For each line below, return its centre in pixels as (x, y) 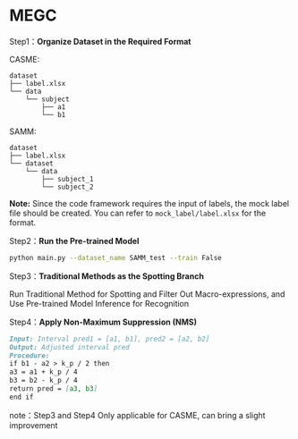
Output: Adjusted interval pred (69, 347)
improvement (34, 425)
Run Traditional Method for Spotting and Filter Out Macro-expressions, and (147, 294)
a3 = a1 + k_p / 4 (43, 372)
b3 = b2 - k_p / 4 (43, 381)
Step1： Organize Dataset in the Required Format (100, 41)
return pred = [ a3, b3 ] (54, 389)
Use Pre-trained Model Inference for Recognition (99, 303)
